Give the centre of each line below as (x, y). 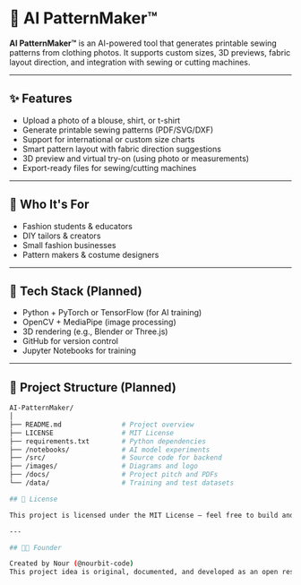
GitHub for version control (70, 341)
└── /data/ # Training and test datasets (122, 483)
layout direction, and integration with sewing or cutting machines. (130, 62)
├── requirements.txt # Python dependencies (107, 441)
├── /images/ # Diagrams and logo (104, 466)
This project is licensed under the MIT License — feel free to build (144, 515)
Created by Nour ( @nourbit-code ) (72, 563)
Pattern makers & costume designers (90, 254)
